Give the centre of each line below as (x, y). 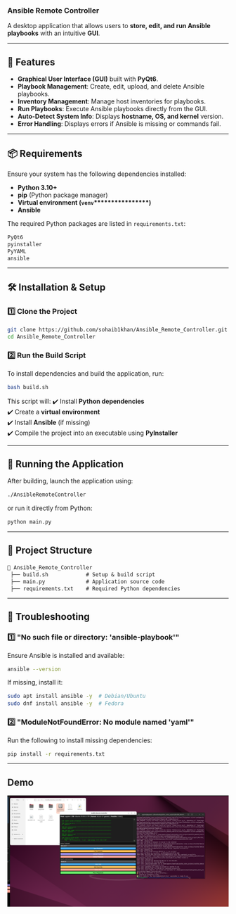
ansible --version (34, 669)
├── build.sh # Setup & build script (83, 575)
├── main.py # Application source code (87, 582)
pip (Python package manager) (63, 195)
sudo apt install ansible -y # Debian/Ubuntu (77, 696)
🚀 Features (31, 62)
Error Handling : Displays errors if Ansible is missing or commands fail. (119, 124)
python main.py (29, 522)
